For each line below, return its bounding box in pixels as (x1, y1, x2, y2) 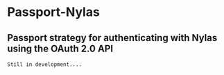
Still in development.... (7, 61, 82, 68)
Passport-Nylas (7, 4, 101, 20)
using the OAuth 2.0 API (7, 42, 113, 54)
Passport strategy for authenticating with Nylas (7, 32, 218, 44)
